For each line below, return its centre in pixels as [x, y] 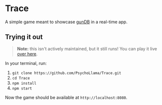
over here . [27, 54]
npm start [22, 88]
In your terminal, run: [26, 63]
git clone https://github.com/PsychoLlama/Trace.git [67, 73]
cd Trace [21, 78]
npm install [24, 83]
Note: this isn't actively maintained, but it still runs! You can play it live [87, 48]
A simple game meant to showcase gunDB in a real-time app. [66, 22]
